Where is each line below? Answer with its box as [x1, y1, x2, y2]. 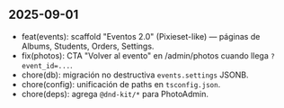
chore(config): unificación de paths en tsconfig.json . [21, 78, 221, 89]
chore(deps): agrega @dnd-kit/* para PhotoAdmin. [21, 88, 209, 99]
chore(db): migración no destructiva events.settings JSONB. [21, 69, 249, 80]
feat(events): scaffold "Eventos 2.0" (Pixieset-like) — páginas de [21, 31, 261, 41]
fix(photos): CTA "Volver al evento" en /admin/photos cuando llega [21, 49, 269, 61]
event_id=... [21, 61, 71, 70]
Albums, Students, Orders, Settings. [21, 40, 155, 51]
